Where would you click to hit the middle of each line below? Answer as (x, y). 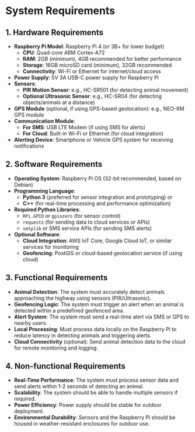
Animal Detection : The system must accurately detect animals (89, 292)
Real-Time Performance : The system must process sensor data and (96, 380)
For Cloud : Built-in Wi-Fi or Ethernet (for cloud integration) (93, 133)
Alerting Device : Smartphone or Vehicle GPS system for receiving (93, 140)
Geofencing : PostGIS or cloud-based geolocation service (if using (102, 253)
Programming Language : (45, 191)
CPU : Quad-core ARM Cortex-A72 (64, 53)
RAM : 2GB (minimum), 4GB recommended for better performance (102, 59)
